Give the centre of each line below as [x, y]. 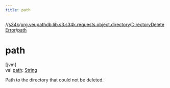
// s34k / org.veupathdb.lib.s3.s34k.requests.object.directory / [68, 24]
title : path [18, 10]
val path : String [21, 70]
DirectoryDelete [148, 24]
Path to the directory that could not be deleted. [54, 80]
